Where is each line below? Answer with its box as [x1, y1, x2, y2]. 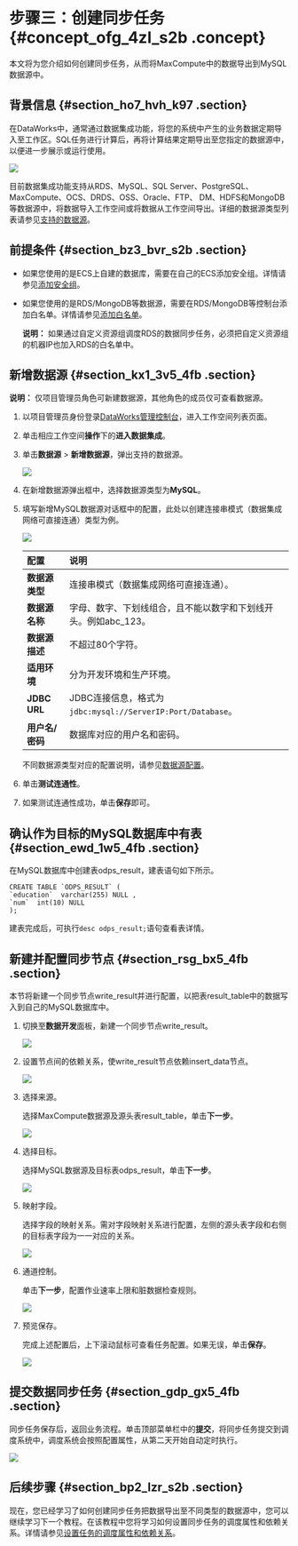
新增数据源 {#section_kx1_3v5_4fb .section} [9, 367, 256, 382]
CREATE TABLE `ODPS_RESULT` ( [9, 883, 122, 892]
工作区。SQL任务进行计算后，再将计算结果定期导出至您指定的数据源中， [24, 134, 289, 145]
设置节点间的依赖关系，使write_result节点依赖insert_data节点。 [21, 1056, 254, 1066]
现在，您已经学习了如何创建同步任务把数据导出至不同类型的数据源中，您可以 [9, 1505, 289, 1516]
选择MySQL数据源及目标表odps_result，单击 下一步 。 [21, 1165, 216, 1175]
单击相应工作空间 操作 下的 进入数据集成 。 [21, 430, 170, 441]
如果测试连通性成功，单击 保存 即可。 [21, 797, 155, 809]
